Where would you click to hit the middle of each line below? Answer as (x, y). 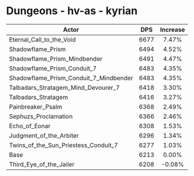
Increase (173, 30)
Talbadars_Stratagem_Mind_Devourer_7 (64, 87)
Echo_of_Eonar (30, 126)
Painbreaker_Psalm (36, 106)
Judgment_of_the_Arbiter (44, 135)
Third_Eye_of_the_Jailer (42, 164)
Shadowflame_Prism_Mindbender (56, 58)
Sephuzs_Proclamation (41, 116)
